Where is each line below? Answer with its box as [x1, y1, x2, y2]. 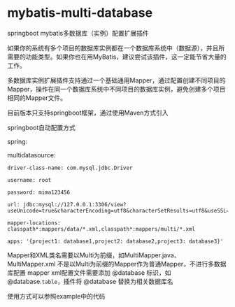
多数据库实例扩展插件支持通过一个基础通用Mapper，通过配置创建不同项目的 [7, 76, 226, 85]
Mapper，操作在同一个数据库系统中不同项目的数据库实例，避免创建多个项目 [7, 85, 226, 93]
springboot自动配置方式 [7, 123, 76, 131]
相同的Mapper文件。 [7, 93, 67, 102]
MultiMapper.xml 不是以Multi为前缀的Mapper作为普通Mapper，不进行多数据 [7, 259, 227, 268]
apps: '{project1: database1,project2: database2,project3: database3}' [7, 238, 224, 245]
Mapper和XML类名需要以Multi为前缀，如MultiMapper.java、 [7, 250, 180, 259]
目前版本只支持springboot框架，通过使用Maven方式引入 [7, 108, 169, 117]
